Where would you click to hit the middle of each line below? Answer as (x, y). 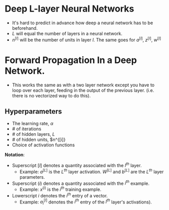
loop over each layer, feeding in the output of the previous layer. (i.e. (83, 90)
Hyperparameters (34, 111)
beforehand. (25, 28)
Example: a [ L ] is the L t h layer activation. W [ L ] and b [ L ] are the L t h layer (92, 171)
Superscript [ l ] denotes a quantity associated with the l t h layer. (77, 165)
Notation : (15, 155)
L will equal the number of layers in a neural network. (67, 33)
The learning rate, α (33, 124)
